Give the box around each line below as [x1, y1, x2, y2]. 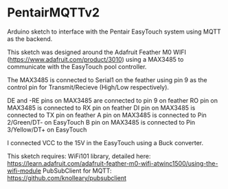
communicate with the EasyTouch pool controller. [7, 62, 147, 71]
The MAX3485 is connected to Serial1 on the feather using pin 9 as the [7, 75, 207, 84]
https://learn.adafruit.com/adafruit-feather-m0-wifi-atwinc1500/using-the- [7, 159, 218, 167]
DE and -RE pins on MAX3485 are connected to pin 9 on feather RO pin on [7, 96, 218, 104]
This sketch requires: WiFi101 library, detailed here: [7, 152, 151, 160]
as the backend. [7, 34, 53, 42]
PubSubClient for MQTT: [42, 166, 112, 175]
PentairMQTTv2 [7, 5, 100, 21]
